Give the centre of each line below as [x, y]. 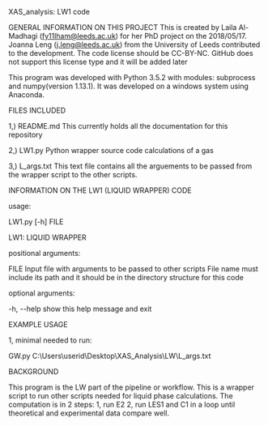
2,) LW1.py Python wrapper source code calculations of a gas [111, 150]
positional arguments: [45, 253]
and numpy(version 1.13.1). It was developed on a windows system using [129, 86]
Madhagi [23, 36]
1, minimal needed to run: [50, 340]
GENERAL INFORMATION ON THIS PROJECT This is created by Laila [123, 27]
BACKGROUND [34, 371]
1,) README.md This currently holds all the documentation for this [118, 126]
